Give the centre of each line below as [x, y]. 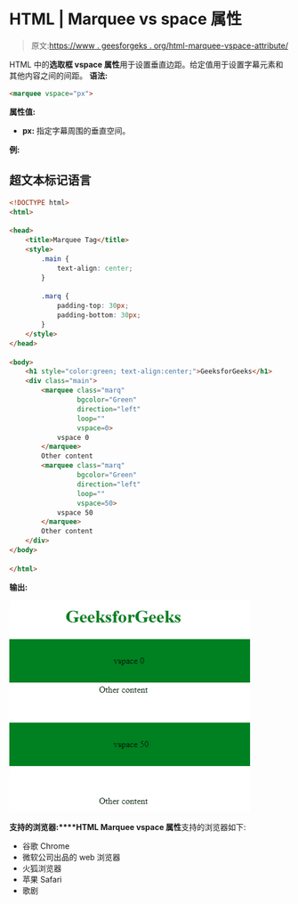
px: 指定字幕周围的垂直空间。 [76, 130]
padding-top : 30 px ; [93, 306]
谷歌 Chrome [46, 846]
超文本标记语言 [50, 180]
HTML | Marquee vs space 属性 [126, 19]
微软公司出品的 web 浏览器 [71, 857]
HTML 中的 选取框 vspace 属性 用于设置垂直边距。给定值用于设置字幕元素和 [146, 64]
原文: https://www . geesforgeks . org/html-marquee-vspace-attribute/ [160, 45]
